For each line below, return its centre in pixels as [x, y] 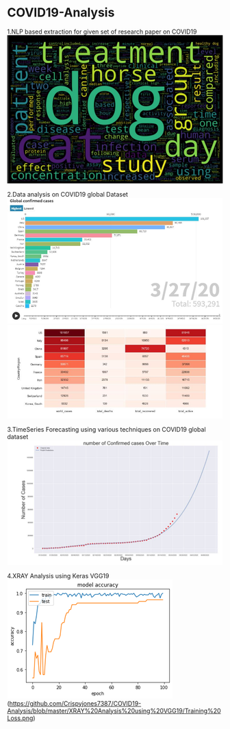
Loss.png [20, 718]
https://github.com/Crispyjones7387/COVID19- [75, 703]
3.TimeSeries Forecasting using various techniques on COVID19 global [107, 430]
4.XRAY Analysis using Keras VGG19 [58, 576]
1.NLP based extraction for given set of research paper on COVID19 [102, 32]
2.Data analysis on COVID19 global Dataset [68, 195]
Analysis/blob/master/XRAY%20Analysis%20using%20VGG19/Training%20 [114, 711]
